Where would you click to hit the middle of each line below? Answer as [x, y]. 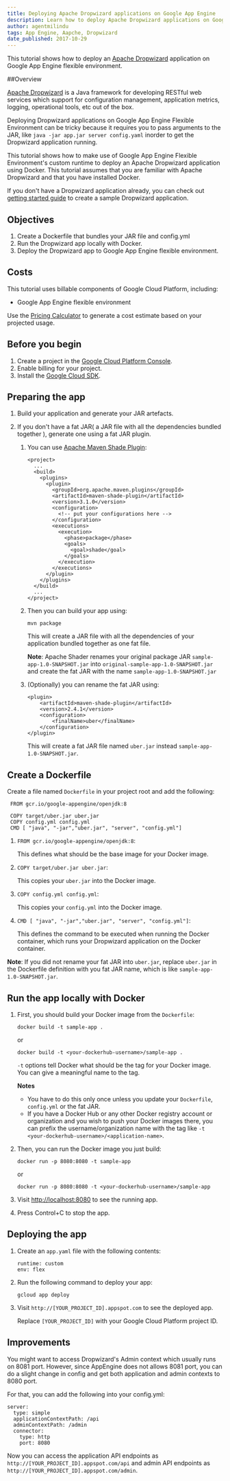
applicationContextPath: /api [56, 1419]
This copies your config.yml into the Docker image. [89, 908]
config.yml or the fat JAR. [64, 1106]
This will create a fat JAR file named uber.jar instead [102, 746]
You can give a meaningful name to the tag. [78, 1072]
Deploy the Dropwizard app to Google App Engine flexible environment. [118, 251]
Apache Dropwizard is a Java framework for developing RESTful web [104, 93]
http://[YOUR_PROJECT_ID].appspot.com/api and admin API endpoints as [109, 1462]
